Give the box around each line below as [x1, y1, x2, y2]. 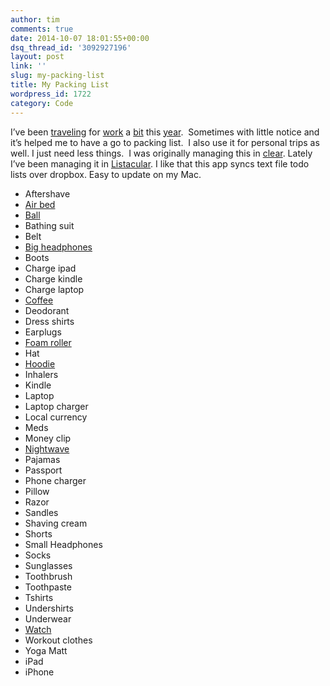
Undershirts [24, 602, 74, 614]
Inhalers [24, 368, 59, 380]
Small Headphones [24, 538, 103, 550]
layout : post [10, 52, 65, 62]
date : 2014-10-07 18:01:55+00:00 [10, 33, 150, 43]
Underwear [24, 612, 72, 625]
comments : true [10, 24, 74, 34]
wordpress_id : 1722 [10, 89, 92, 99]
